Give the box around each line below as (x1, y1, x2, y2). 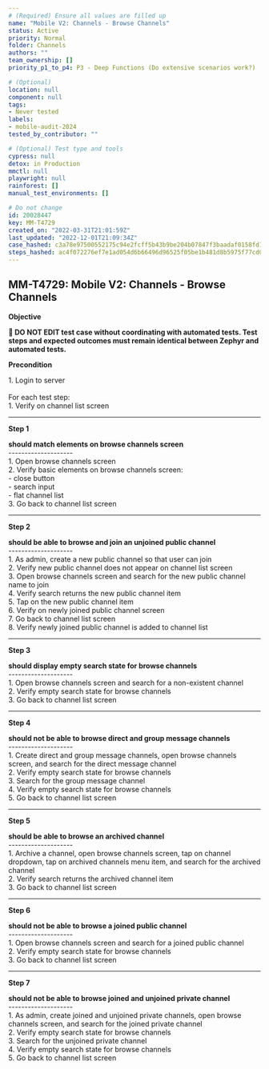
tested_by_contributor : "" (8, 130, 98, 138)
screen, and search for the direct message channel (8, 759, 177, 768)
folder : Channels (8, 42, 66, 50)
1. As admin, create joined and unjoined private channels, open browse (8, 1010, 242, 1020)
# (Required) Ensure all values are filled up (8, 11, 167, 20)
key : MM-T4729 (8, 218, 56, 226)
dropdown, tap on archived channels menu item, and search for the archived (8, 857, 261, 867)
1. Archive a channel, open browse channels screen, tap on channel (8, 848, 231, 858)
